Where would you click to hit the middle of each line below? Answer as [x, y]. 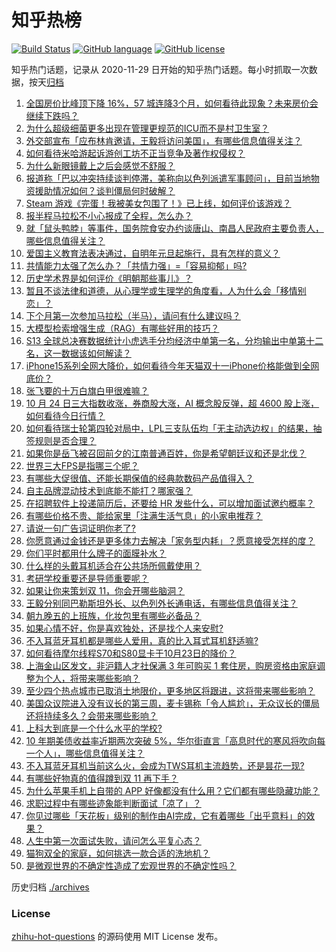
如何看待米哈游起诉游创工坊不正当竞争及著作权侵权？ [135, 153]
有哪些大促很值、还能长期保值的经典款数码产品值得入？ [139, 478]
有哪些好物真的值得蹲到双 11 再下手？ [102, 778]
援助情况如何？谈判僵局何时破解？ [105, 190]
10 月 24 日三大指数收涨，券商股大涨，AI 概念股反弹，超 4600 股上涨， [172, 403]
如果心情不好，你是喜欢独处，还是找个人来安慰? [124, 628]
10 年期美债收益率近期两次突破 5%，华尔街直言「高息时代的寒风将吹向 [171, 740]
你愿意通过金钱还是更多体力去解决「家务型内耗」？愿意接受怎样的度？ [170, 540]
